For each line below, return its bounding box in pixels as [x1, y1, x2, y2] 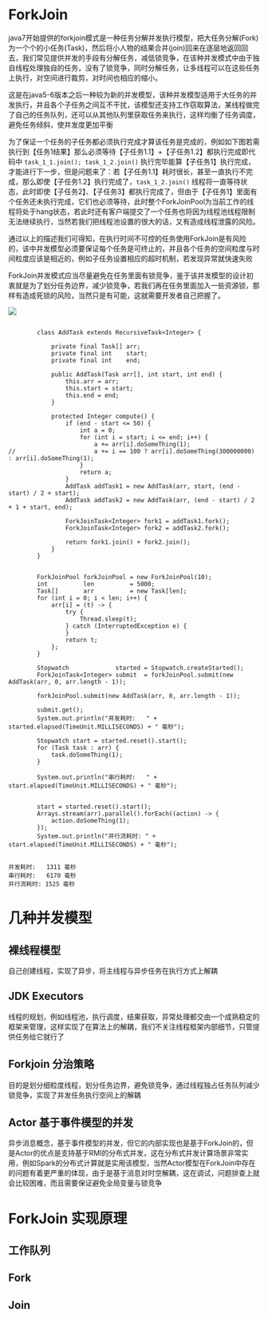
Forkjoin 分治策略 [8, 1057, 94, 1071]
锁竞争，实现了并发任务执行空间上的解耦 [8, 1090, 141, 1100]
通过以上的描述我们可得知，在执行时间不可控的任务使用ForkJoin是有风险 [8, 233, 247, 243]
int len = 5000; [37, 580, 156, 588]
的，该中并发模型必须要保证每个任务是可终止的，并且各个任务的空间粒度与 [8, 244, 253, 253]
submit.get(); [37, 705, 84, 714]
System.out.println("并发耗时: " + [37, 714, 158, 722]
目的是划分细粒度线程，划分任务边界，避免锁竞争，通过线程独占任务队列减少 [8, 1080, 260, 1089]
